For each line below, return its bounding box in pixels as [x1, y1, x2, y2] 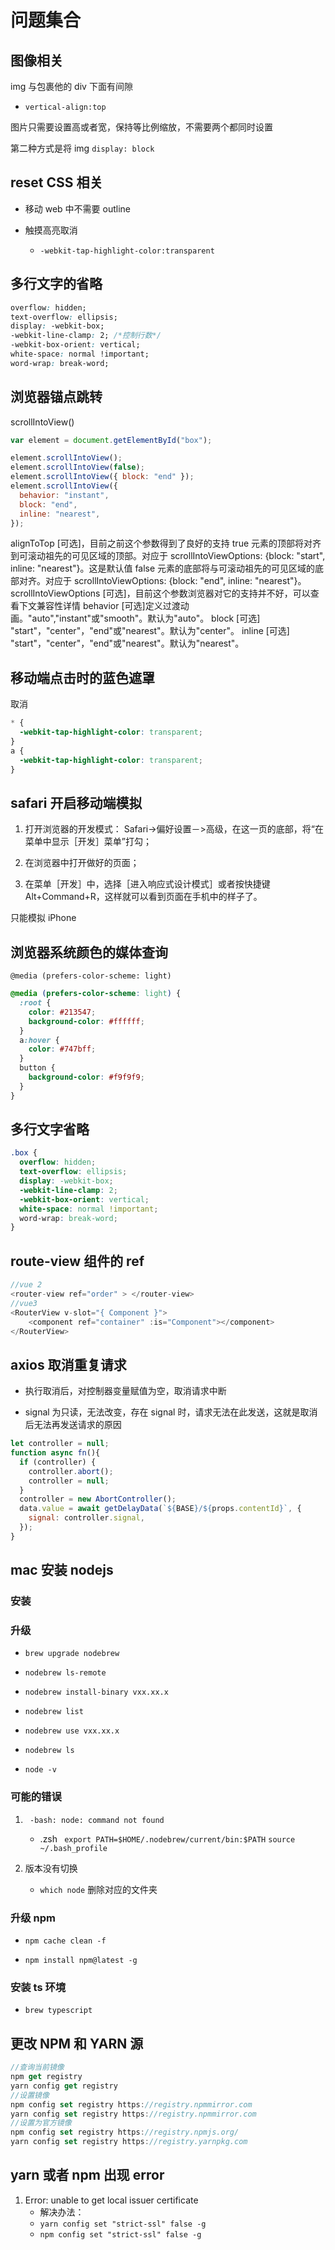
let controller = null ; [10, 1439, 110, 1449]
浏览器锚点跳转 [10, 389, 103, 406]
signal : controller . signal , [28, 1513, 145, 1523]
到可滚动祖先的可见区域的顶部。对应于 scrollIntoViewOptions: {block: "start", [10, 550, 326, 562]
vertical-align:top [24, 102, 107, 112]
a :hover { [19, 1035, 60, 1045]
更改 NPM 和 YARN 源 [10, 2035, 144, 2052]
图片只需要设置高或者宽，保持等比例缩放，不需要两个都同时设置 [10, 121, 273, 133]
